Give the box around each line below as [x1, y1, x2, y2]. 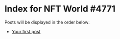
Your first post [11, 28, 41, 34]
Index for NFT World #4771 [4, 3, 116, 14]
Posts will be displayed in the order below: [4, 19, 90, 25]
